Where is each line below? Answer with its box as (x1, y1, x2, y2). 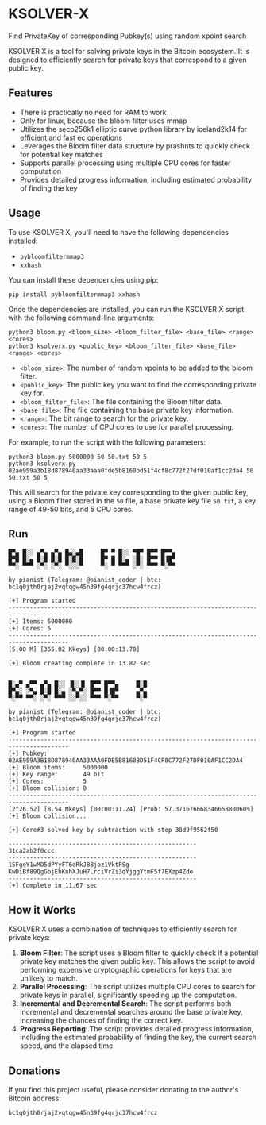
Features (8, 87, 53, 100)
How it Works (8, 903, 76, 917)
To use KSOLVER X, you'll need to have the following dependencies (8, 227, 229, 237)
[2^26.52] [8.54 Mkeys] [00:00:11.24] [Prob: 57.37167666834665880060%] (8, 805, 254, 814)
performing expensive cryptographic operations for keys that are (19, 965, 233, 975)
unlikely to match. (19, 973, 78, 983)
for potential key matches (19, 149, 103, 159)
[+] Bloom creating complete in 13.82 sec (8, 660, 151, 668)
